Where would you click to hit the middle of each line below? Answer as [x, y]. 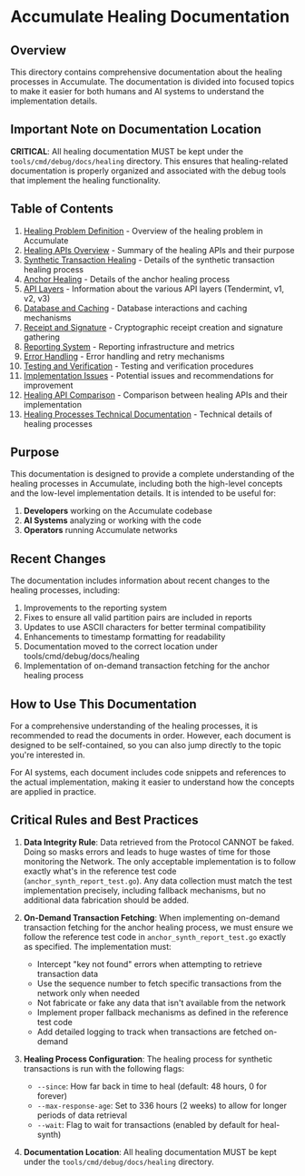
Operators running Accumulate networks [100, 530]
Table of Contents [62, 209]
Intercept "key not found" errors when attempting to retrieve [149, 964]
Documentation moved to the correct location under [121, 647]
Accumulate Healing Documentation [150, 17]
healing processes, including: [65, 590]
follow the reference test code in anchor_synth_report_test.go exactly [155, 936]
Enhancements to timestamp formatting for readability [124, 637]
